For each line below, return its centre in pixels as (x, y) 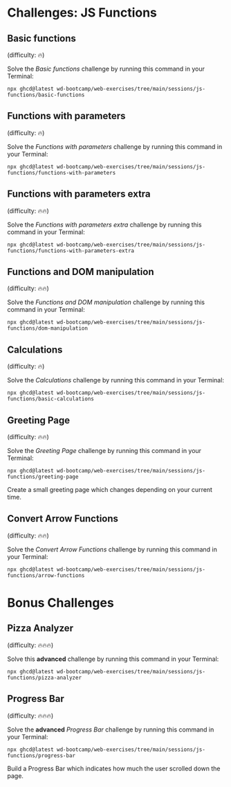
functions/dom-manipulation (48, 328)
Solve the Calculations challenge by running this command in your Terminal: (116, 380)
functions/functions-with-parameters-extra (71, 251)
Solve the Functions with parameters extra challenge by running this (104, 224)
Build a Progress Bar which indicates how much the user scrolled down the (114, 768)
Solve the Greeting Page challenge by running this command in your (104, 451)
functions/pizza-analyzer (44, 678)
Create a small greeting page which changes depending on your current (110, 490)
